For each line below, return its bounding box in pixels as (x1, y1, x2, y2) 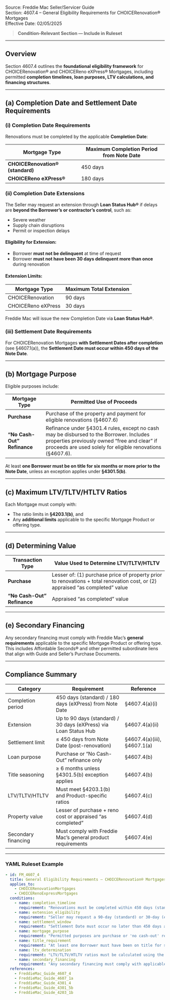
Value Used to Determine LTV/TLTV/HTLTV (54, 560, 160, 567)
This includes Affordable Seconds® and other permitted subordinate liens (5, 645, 158, 651)
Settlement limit (8, 738, 45, 746)
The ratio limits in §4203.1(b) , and (12, 511, 83, 517)
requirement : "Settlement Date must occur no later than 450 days (18, 924, 162, 929)
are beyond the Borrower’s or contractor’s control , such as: (5, 207, 132, 213)
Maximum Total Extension (65, 286, 130, 293)
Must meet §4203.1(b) (56, 786, 110, 793)
